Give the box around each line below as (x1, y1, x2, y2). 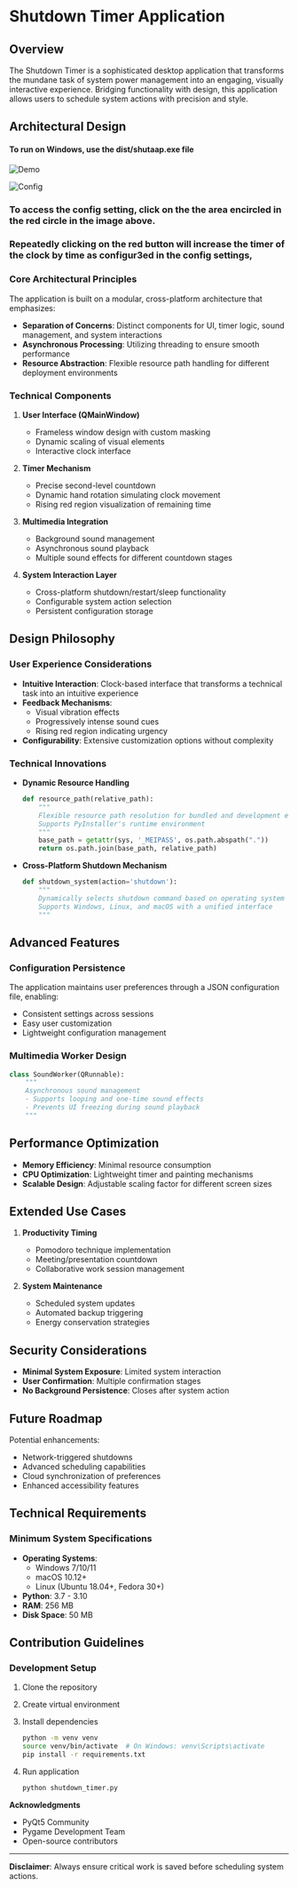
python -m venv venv (21, 1733, 98, 1743)
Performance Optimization (9, 1136, 160, 1151)
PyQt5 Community (21, 1816, 90, 1828)
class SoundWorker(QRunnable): (9, 1069, 125, 1079)
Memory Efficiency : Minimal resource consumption (21, 1159, 212, 1170)
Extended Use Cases (9, 1204, 127, 1219)
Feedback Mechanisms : (21, 697, 113, 708)
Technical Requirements (9, 1506, 147, 1521)
